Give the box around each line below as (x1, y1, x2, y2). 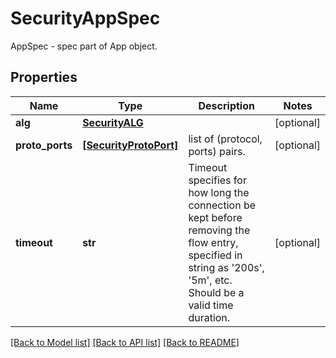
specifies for (188, 173, 247, 187)
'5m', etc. (188, 273, 233, 287)
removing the (188, 223, 251, 237)
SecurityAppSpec (10, 7, 161, 30)
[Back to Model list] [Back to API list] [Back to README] (10, 336, 240, 348)
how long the (188, 185, 250, 199)
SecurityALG (82, 115, 144, 129)
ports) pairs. (188, 144, 246, 158)
